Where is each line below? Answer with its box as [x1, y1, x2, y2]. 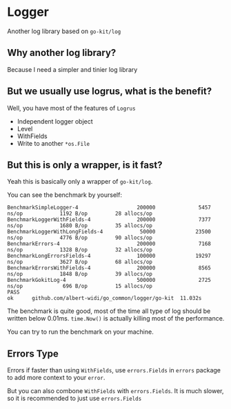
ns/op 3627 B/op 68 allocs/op [7, 258, 153, 266]
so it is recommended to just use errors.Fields [7, 394, 142, 403]
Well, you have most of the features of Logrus [7, 104, 136, 112]
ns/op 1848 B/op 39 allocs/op [7, 271, 153, 278]
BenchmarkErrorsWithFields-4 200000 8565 [7, 265, 212, 272]
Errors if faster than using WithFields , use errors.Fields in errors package [7, 366, 221, 374]
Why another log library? [7, 47, 117, 59]
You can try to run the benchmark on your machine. [7, 327, 154, 336]
